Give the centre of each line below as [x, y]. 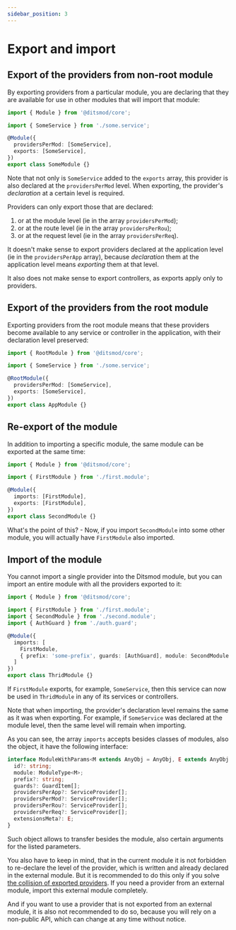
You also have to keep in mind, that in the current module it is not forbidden [117, 860]
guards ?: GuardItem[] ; [47, 786]
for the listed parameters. [44, 846]
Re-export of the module [63, 427]
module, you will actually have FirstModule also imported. [91, 537]
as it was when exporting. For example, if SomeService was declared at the [115, 718]
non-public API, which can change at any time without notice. [97, 919]
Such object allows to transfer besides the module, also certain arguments [116, 839]
